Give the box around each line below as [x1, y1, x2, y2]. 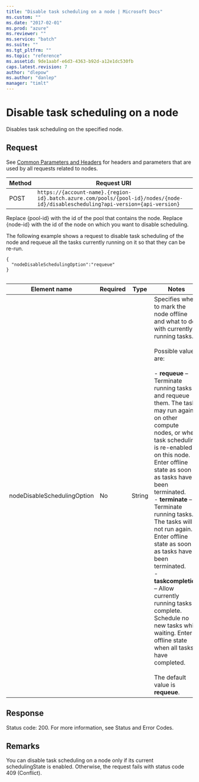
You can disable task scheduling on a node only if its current [6, 757, 154, 764]
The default [153, 673, 187, 681]
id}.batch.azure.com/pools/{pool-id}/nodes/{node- [37, 195, 184, 202]
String [131, 491, 149, 500]
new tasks [153, 621, 182, 630]
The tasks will [153, 517, 192, 526]
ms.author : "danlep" [6, 75, 57, 81]
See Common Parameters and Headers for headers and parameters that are [6, 158, 191, 166]
